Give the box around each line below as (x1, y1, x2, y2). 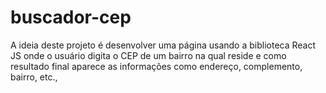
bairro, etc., (10, 71, 58, 83)
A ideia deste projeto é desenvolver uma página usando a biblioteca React (10, 39, 317, 51)
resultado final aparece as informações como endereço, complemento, (10, 60, 303, 72)
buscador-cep (10, 6, 132, 29)
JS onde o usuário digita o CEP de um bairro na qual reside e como (10, 49, 287, 61)
